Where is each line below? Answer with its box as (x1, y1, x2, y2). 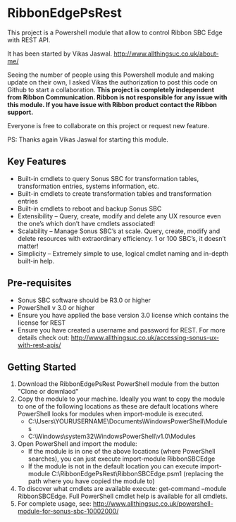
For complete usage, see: (17, 499, 92, 508)
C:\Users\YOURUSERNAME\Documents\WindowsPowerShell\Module (27, 417, 228, 425)
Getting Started (7, 361, 77, 373)
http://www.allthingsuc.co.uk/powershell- (92, 499, 213, 508)
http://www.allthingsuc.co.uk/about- (113, 49, 219, 58)
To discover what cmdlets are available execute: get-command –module (17, 485, 227, 493)
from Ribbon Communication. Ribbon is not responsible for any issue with (7, 93, 228, 101)
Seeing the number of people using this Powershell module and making (7, 70, 215, 79)
